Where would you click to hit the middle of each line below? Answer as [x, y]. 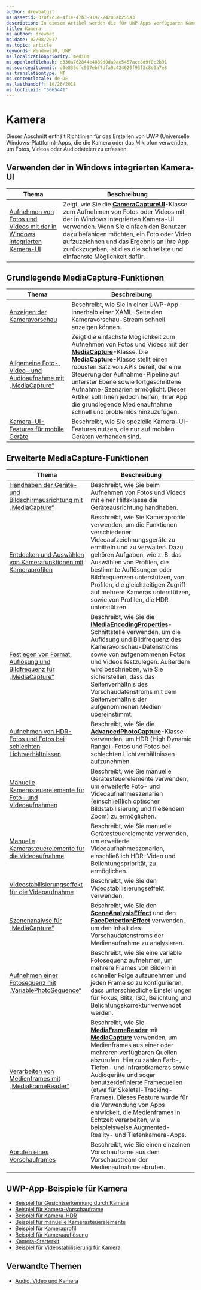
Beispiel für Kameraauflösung [51, 1235]
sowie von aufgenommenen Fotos [138, 654]
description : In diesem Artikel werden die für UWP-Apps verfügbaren [95, 23]
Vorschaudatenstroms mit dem [134, 692]
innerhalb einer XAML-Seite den [117, 312]
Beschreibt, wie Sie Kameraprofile [138, 518]
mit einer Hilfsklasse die [124, 500]
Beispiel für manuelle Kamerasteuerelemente [70, 1222]
